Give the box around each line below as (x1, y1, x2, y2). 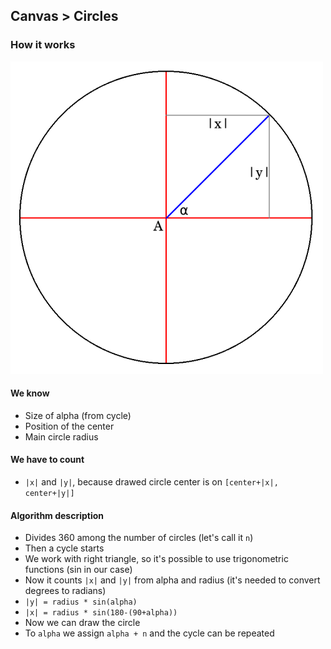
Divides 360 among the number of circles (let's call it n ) (24, 532, 254, 544)
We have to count (10, 454, 85, 466)
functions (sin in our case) (24, 564, 133, 576)
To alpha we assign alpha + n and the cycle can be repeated (24, 627, 275, 639)
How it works (10, 38, 76, 52)
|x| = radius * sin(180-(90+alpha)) (24, 608, 178, 618)
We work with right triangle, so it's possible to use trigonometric (24, 553, 289, 565)
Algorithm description (10, 509, 105, 521)
